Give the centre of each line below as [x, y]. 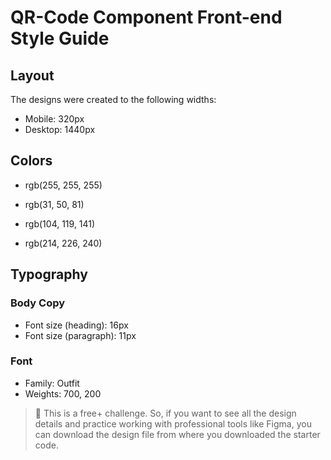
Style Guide [60, 38]
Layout [32, 75]
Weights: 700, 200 [63, 393]
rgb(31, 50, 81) [54, 204]
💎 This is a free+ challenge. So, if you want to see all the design [165, 413]
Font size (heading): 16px [76, 325]
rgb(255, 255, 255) [63, 185]
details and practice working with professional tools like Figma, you [173, 423]
